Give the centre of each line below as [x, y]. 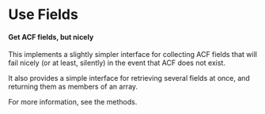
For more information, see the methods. [73, 102]
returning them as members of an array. [73, 87]
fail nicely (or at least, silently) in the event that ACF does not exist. [117, 63]
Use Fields [44, 15]
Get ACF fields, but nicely [51, 36]
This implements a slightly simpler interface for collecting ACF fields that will [132, 55]
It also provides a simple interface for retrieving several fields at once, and [129, 78]
